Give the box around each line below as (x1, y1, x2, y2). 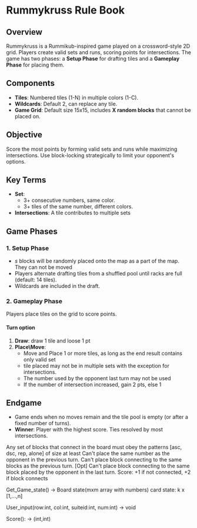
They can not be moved (14, 264, 72, 271)
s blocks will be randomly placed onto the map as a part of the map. (14, 257, 179, 265)
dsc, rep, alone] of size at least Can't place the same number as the (6, 450, 170, 457)
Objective (6, 130, 43, 140)
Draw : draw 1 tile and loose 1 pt (14, 337, 91, 344)
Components (6, 78, 55, 88)
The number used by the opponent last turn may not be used (23, 374, 172, 381)
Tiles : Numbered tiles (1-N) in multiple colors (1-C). (14, 94, 139, 101)
